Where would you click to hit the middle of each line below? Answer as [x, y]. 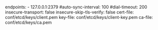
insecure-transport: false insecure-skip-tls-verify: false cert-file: [70, 12]
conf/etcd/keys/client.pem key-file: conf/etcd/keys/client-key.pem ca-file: [79, 17]
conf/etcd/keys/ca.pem [28, 22]
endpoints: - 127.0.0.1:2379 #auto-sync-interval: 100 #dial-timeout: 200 [76, 7]
